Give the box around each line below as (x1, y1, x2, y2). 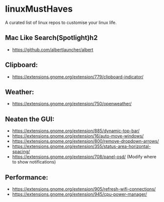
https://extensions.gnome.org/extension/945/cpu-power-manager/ (12, 191, 147, 197)
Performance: (5, 173, 48, 182)
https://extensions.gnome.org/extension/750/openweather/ (12, 101, 132, 107)
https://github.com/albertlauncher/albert (12, 46, 94, 52)
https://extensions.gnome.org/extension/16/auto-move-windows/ (12, 133, 144, 139)
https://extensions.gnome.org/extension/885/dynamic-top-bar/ (12, 128, 140, 134)
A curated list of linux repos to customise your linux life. (5, 20, 117, 25)
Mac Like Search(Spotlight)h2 (5, 34, 98, 42)
